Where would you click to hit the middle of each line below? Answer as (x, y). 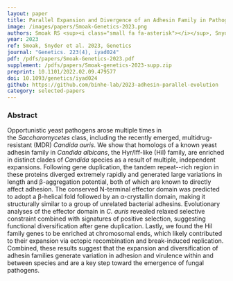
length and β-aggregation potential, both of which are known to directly (109, 182)
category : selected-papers (46, 91)
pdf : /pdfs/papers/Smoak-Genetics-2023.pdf (71, 59)
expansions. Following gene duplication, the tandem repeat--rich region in (113, 167)
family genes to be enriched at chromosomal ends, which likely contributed (115, 234)
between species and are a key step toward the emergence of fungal (106, 263)
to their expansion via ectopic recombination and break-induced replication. (115, 241)
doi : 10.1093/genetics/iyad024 (52, 78)
